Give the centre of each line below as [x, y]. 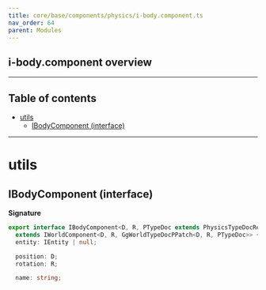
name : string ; [38, 278]
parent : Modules [35, 30]
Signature [25, 213]
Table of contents [52, 98]
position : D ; [37, 256]
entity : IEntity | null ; [56, 242]
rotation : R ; [37, 264]
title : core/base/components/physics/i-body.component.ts [106, 15]
